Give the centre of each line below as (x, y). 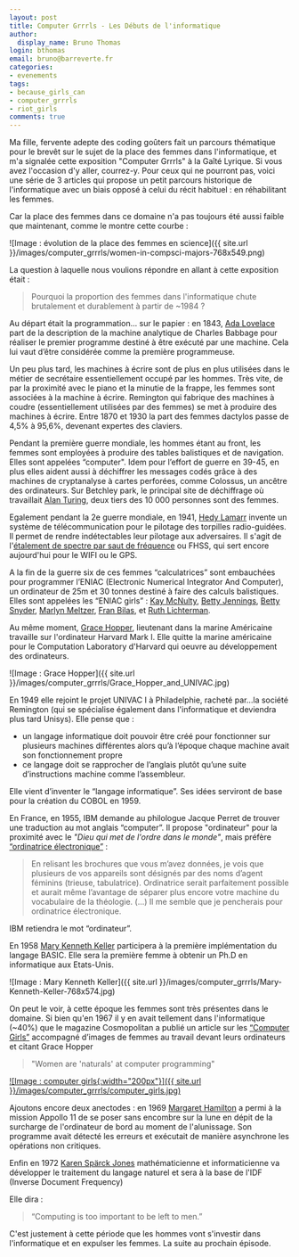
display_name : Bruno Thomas (69, 42)
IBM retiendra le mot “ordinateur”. (70, 929)
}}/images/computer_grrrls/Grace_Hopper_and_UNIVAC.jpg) (119, 683)
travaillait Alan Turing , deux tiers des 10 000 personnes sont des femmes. (144, 500)
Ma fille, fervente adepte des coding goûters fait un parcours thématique (142, 143)
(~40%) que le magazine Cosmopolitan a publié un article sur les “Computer (149, 1028)
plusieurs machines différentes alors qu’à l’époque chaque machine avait (156, 746)
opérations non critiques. (55, 1146)
